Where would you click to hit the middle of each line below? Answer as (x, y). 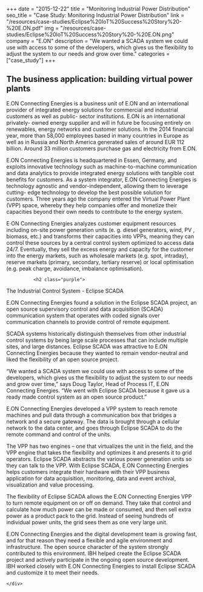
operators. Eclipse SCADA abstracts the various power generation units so (99, 459)
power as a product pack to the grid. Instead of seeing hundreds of (90, 516)
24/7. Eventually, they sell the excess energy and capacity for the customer (100, 249)
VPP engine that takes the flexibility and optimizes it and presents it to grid (99, 452)
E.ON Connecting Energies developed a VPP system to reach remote (92, 408)
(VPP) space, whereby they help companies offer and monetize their (92, 205)
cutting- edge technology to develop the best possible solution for (89, 192)
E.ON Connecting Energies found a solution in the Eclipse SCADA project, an (101, 302)
